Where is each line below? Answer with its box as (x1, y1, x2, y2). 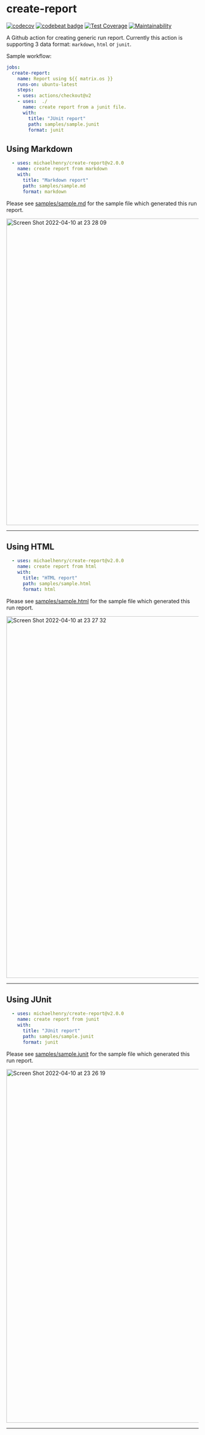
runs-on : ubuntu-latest (17, 81, 78, 88)
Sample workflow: (6, 52, 52, 59)
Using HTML (6, 541, 55, 552)
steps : (17, 87, 34, 93)
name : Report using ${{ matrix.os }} (17, 75, 113, 81)
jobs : (6, 64, 20, 70)
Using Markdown (6, 143, 73, 154)
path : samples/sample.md (22, 183, 86, 189)
